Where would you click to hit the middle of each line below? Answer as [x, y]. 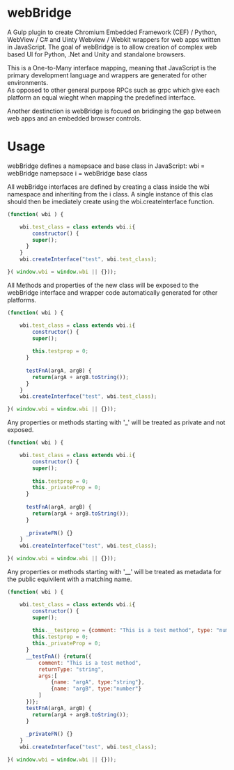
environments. [28, 82]
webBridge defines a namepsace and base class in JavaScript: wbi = [106, 166]
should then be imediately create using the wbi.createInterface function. [111, 201]
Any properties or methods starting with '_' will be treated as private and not [116, 422]
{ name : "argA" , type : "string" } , [98, 682]
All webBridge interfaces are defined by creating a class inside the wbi [109, 187]
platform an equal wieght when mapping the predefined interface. [102, 97]
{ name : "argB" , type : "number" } [96, 689]
